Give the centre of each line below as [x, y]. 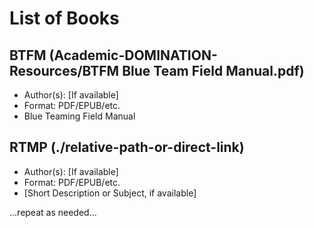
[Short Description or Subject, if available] [110, 193]
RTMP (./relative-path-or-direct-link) [127, 147]
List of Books [64, 18]
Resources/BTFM [64, 70]
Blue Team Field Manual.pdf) [213, 70]
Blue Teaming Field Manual [79, 116]
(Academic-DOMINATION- [133, 55]
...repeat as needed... [53, 212]
